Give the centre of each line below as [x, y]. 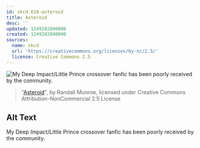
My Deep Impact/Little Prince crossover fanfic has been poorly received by [100, 132]
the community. [26, 138]
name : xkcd [25, 46]
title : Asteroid [27, 18]
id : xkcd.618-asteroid [35, 12]
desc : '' [17, 23]
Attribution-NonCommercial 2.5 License [71, 98]
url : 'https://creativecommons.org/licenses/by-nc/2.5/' [85, 51]
